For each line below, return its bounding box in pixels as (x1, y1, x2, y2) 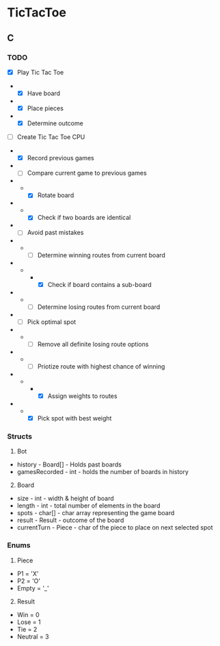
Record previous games (27, 154, 94, 162)
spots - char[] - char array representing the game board (16, 509, 175, 517)
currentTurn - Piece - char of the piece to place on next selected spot (16, 523, 213, 532)
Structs (7, 432, 33, 441)
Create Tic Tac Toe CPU (16, 133, 85, 141)
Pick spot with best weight (37, 414, 112, 422)
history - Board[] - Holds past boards (16, 460, 122, 469)
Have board (27, 89, 60, 97)
